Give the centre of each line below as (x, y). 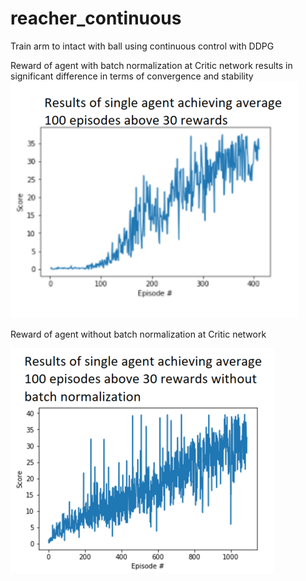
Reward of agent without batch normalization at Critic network (138, 334)
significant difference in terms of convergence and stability (132, 76)
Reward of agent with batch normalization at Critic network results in (151, 65)
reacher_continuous (96, 18)
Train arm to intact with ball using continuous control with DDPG (142, 46)
